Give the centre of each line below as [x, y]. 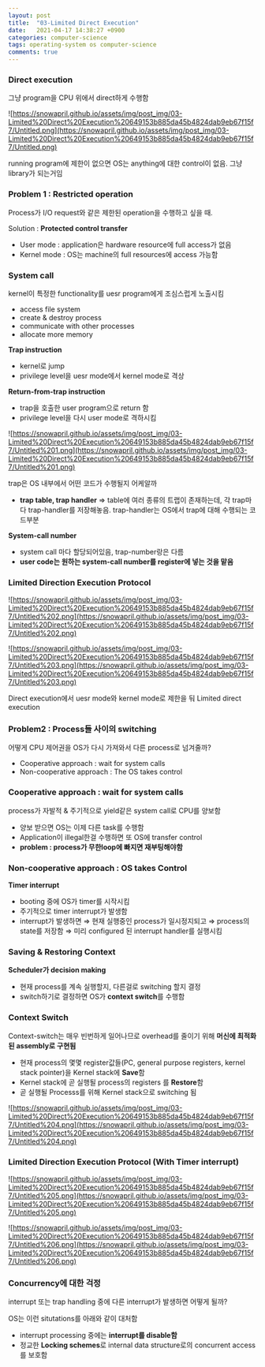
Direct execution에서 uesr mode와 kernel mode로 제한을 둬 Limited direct [125, 698]
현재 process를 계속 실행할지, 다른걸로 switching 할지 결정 [110, 987]
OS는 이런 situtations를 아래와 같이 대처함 [73, 1319]
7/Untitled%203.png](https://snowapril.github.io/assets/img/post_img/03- [129, 665]
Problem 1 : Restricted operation [71, 194]
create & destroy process [61, 317]
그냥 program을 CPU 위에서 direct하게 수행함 [78, 98]
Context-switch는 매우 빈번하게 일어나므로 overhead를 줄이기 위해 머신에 [122, 1036]
